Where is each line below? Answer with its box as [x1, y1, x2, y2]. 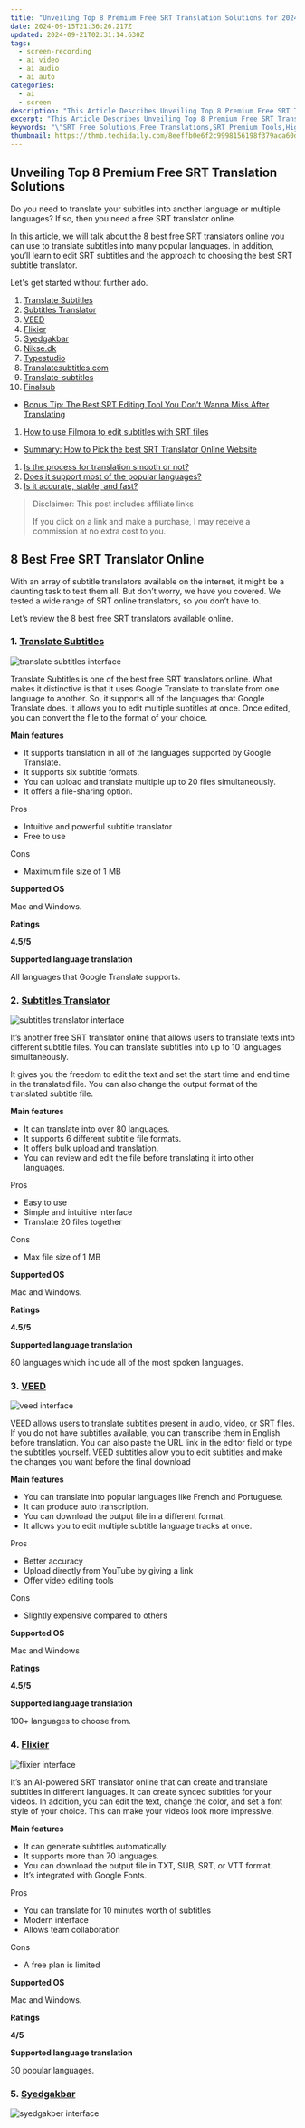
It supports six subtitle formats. [23, 766, 140, 777]
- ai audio [18, 64, 60, 74]
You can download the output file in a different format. [23, 1511, 225, 1522]
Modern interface [23, 1914, 90, 1925]
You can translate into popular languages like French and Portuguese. [23, 1492, 283, 1503]
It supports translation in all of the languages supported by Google [23, 747, 272, 758]
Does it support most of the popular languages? [23, 471, 202, 482]
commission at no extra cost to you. [32, 525, 167, 536]
